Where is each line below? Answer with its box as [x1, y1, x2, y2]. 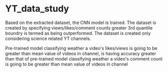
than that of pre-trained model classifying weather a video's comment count [5, 55, 163, 61]
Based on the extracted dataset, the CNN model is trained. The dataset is [5, 19, 156, 25]
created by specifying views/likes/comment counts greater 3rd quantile [5, 24, 153, 30]
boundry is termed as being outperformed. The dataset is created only [5, 30, 151, 36]
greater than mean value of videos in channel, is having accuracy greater [5, 50, 156, 56]
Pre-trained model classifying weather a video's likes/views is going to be [5, 45, 158, 51]
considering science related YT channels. [5, 35, 91, 41]
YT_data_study [5, 3, 69, 14]
